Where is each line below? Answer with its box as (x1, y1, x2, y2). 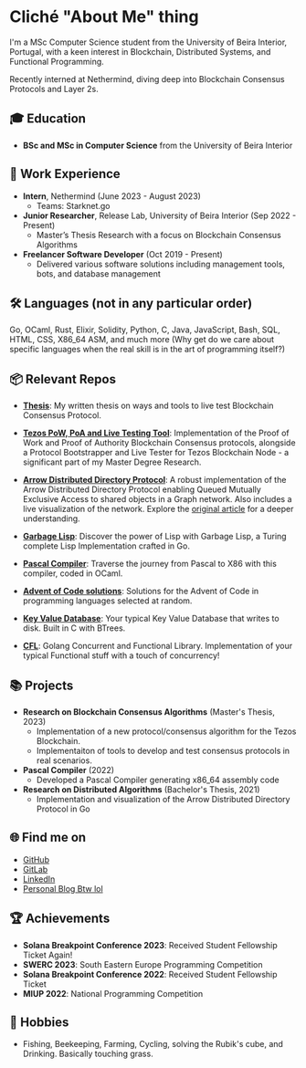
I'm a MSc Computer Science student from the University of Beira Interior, (9, 37, 288, 47)
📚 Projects (9, 677, 74, 693)
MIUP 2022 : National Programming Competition (22, 988, 204, 999)
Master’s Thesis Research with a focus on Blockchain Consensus (36, 229, 281, 240)
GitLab (22, 864, 48, 874)
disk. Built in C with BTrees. (22, 623, 126, 633)
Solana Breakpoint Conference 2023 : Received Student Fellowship (22, 939, 279, 950)
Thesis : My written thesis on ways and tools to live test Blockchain (22, 400, 274, 412)
